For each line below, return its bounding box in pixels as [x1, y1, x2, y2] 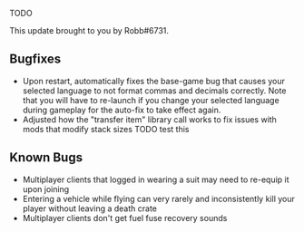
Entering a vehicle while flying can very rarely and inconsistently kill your [22, 193, 295, 204]
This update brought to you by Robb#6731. [9, 25, 170, 35]
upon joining [22, 183, 70, 194]
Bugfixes [9, 52, 62, 67]
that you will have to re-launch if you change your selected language [22, 94, 279, 105]
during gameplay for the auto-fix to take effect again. [22, 104, 221, 115]
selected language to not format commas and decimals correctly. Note [22, 85, 287, 96]
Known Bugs [9, 150, 83, 166]
